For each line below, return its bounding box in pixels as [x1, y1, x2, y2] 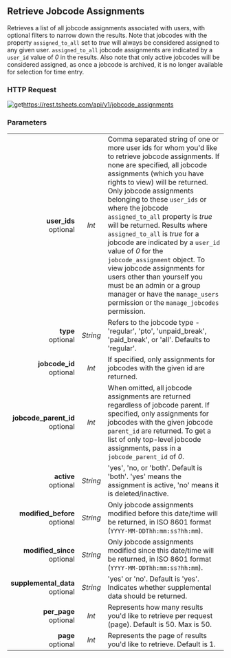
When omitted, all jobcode [107, 383, 192, 393]
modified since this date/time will [107, 546, 214, 555]
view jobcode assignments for [107, 264, 205, 273]
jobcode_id [37, 359, 76, 369]
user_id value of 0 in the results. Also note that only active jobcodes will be [7, 53, 220, 61]
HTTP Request [7, 85, 57, 94]
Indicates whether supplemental [107, 583, 212, 593]
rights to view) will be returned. [107, 178, 208, 187]
